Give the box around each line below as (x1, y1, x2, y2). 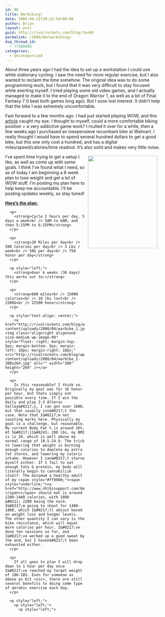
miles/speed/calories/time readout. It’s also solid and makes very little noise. (5, 144, 160, 151)
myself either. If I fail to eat (5, 460, 74, 465)
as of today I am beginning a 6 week (5, 170, 79, 176)
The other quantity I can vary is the (5, 516, 85, 521)
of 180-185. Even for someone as (5, 573, 74, 578)
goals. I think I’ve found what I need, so (5, 164, 85, 170)
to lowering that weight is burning (5, 443, 80, 448)
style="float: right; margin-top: (5, 339, 76, 345)
